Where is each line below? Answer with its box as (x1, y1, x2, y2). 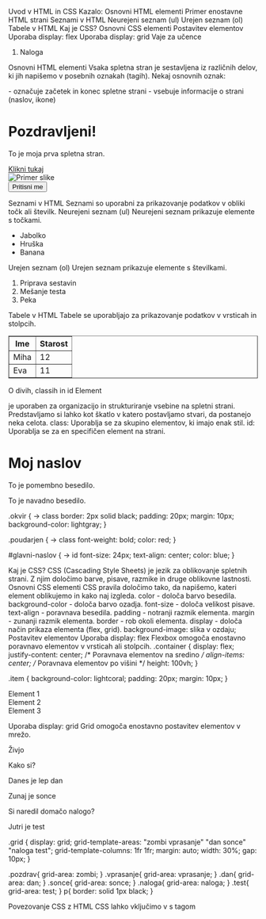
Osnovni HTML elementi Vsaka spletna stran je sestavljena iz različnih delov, (8, 63, 258, 72)
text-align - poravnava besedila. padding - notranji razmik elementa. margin (8, 607, 255, 617)
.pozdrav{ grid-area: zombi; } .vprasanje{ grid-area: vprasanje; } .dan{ (8, 869, 237, 879)
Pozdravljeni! (8, 123, 97, 141)
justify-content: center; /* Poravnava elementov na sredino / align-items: (8, 649, 245, 659)
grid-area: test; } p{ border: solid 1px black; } (8, 886, 154, 895)
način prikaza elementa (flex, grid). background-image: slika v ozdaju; (8, 624, 237, 634)
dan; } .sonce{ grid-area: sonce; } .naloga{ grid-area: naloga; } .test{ (26, 878, 249, 887)
